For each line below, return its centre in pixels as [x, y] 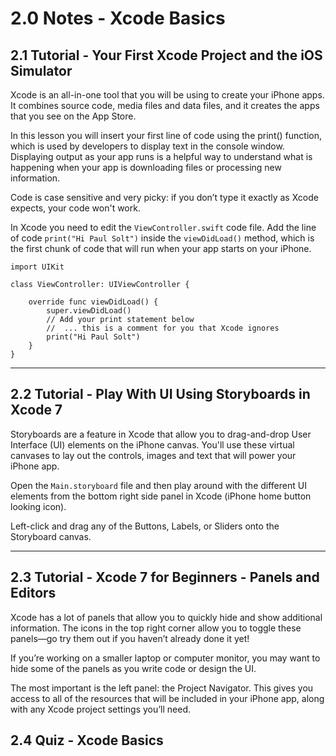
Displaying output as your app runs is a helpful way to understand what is [161, 156]
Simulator [41, 70]
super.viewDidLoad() [89, 311]
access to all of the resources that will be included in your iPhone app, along [167, 698]
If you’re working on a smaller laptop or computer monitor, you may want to [165, 658]
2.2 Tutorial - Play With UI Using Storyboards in [160, 394]
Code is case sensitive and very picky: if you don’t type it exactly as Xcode [164, 197]
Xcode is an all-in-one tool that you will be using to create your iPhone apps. [167, 95]
